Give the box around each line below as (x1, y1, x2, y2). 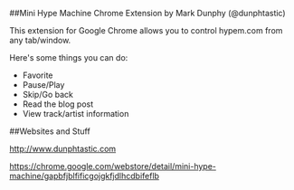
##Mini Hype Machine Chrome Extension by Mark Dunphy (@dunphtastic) (9, 8, 287, 18)
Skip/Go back (22, 90, 74, 100)
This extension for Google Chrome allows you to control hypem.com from (9, 25, 283, 35)
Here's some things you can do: (9, 52, 128, 62)
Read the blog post (22, 99, 94, 109)
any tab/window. (9, 35, 71, 45)
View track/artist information (22, 109, 129, 119)
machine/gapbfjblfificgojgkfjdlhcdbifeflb (9, 171, 160, 181)
